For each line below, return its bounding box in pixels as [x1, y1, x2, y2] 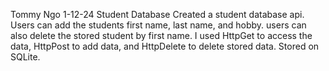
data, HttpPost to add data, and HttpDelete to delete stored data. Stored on [10, 40, 320, 52]
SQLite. [10, 51, 41, 63]
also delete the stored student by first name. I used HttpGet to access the [10, 30, 313, 41]
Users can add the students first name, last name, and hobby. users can [10, 19, 307, 31]
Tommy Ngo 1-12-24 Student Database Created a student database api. [10, 9, 305, 20]
